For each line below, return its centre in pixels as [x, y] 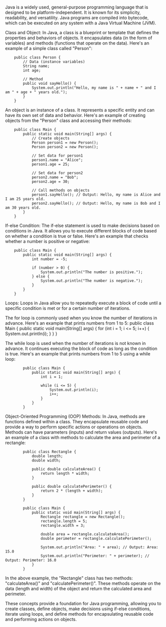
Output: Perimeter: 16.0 [31, 560]
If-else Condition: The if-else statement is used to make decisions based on [82, 226]
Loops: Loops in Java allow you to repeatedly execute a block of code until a [83, 303]
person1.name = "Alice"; [57, 160]
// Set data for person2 [57, 173]
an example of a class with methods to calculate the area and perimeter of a [83, 437]
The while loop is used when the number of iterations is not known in [76, 343]
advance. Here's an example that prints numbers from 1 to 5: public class [80, 323]
